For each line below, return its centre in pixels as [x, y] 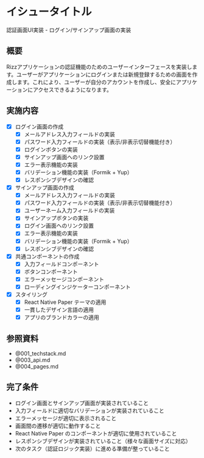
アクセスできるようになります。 [72, 90]
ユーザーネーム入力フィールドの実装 [69, 211]
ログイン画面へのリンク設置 [59, 226]
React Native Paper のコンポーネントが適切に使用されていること [96, 433]
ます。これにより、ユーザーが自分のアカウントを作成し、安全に [97, 82]
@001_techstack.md [40, 354]
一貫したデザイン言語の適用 [59, 310]
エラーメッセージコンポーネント [64, 279]
